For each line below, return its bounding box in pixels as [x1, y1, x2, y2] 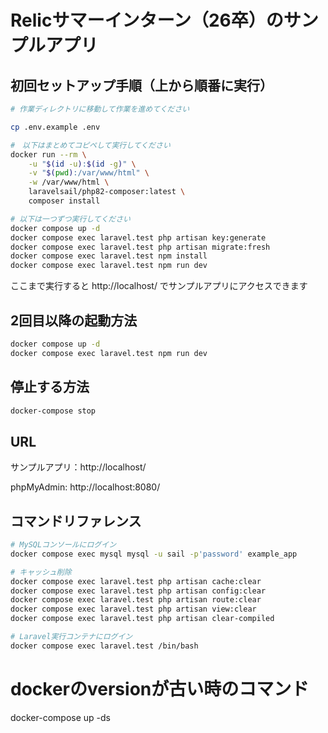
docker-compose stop [10, 406, 97, 416]
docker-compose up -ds [10, 711, 111, 723]
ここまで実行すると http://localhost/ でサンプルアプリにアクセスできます [10, 280, 308, 292]
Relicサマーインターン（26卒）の [10, 9, 284, 32]
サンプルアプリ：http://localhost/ [10, 461, 147, 473]
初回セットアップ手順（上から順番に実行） [10, 77, 273, 94]
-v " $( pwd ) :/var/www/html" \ [28, 168, 150, 178]
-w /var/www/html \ [28, 177, 110, 188]
